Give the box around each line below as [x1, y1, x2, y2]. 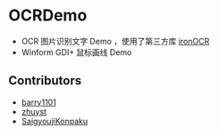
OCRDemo [8, 5, 88, 26]
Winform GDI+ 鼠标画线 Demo [21, 46, 132, 58]
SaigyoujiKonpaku [21, 115, 88, 126]
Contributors [8, 73, 82, 89]
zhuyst [21, 106, 46, 116]
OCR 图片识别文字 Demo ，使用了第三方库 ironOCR [21, 36, 210, 46]
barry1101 [21, 97, 57, 107]
